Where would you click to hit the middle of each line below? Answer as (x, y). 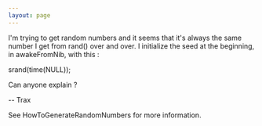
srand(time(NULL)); (40, 69)
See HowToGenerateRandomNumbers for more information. (105, 115)
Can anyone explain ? (43, 85)
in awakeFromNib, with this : (54, 54)
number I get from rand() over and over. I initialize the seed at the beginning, (131, 46)
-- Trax (20, 99)
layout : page (29, 15)
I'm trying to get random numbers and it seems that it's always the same (125, 38)
